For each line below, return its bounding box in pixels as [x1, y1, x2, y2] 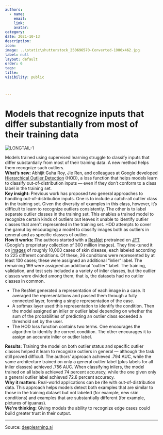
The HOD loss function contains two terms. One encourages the [12, 323, 141, 329]
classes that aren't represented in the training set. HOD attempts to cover [5, 221, 151, 227]
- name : [9, 12, 25, 16]
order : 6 [5, 61, 23, 66]
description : [5, 39, 32, 44]
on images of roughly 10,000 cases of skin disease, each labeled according [5, 247, 156, 253]
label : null [5, 52, 29, 57]
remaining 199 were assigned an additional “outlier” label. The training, [5, 262, 147, 268]
